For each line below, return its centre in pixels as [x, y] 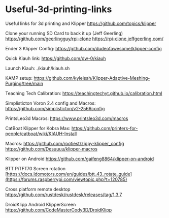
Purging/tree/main [24, 83]
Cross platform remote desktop [38, 189]
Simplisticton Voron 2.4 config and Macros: [50, 103]
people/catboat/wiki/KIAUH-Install [41, 134]
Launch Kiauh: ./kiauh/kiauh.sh [38, 68]
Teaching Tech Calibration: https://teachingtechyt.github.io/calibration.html [84, 93]
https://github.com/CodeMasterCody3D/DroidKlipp [59, 210]
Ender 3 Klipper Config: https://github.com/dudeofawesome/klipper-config [84, 48]
